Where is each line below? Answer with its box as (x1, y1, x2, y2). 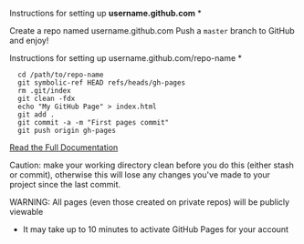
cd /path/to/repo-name (17, 70, 104, 79)
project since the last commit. (9, 179, 121, 189)
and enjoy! (9, 36, 49, 46)
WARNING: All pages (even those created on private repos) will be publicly (9, 197, 290, 208)
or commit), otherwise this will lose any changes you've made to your (9, 169, 271, 180)
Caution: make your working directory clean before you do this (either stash (9, 159, 295, 170)
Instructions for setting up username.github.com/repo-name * (9, 53, 243, 63)
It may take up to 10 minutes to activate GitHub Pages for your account (22, 224, 289, 235)
